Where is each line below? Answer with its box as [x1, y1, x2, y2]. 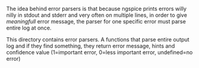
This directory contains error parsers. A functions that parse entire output [6, 36, 189, 43]
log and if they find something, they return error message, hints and [6, 42, 175, 49]
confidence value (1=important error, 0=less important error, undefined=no [6, 49, 193, 56]
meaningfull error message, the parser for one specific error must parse [6, 18, 186, 25]
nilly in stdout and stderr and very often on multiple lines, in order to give [6, 11, 188, 19]
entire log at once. [6, 24, 52, 31]
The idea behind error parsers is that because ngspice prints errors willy [6, 5, 187, 12]
